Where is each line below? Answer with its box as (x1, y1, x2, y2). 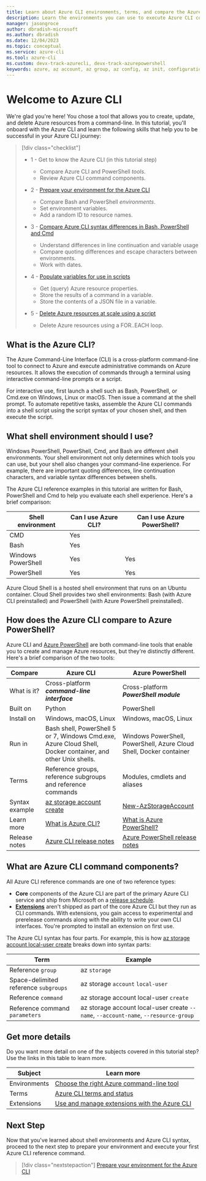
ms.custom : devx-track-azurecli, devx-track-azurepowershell (6, 60, 166, 66)
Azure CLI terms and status (55, 1090, 134, 1098)
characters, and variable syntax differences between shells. (6, 473, 158, 480)
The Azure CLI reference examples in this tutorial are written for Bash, (6, 485, 183, 493)
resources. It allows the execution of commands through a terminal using (6, 369, 191, 376)
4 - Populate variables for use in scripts (30, 273, 131, 280)
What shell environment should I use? (6, 431, 153, 442)
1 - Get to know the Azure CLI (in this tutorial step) (30, 156, 158, 163)
